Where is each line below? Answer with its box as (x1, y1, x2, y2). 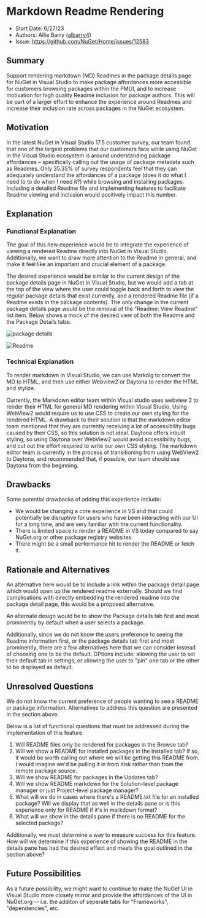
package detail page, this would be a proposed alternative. (6, 600, 155, 608)
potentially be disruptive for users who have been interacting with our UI (15, 514, 198, 522)
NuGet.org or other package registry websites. (15, 533, 134, 541)
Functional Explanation (6, 227, 77, 235)
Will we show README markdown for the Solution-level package (15, 780, 179, 787)
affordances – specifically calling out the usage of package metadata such (6, 158, 194, 165)
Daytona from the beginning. (6, 461, 79, 469)
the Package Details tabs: (6, 318, 71, 326)
